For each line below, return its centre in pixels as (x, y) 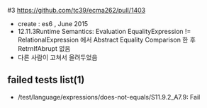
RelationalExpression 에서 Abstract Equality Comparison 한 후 (107, 40)
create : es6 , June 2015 (53, 24)
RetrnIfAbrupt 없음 (44, 48)
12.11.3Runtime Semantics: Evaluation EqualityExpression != (104, 31)
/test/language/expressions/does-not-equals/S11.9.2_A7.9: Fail (109, 97)
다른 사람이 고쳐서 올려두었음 (57, 57)
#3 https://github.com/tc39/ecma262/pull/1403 (77, 10)
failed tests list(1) (46, 80)
